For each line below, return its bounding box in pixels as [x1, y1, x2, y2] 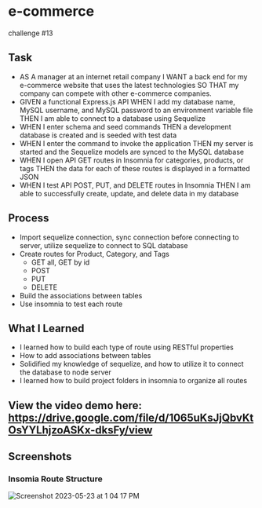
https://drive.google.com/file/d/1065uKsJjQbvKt [8, 411, 254, 424]
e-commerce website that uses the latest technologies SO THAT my [19, 80, 239, 90]
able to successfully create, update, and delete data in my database [19, 188, 239, 198]
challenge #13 [8, 28, 53, 38]
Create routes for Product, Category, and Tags [19, 249, 170, 258]
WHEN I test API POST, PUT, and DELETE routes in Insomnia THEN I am [19, 180, 251, 190]
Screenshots [8, 450, 72, 463]
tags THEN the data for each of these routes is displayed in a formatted [19, 163, 250, 173]
